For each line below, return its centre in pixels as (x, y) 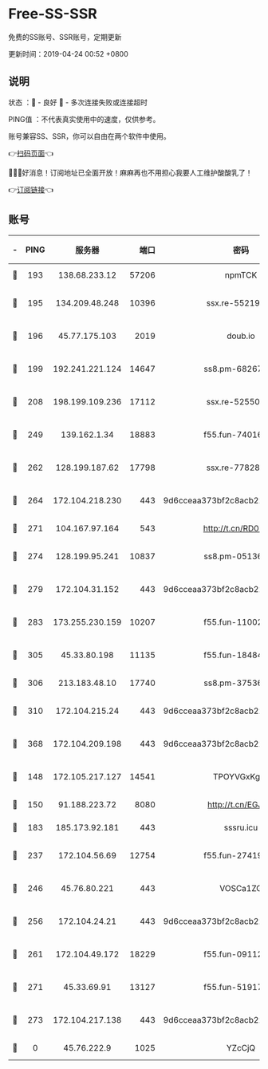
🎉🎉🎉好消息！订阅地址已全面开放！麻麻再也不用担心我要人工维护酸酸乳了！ (130, 172)
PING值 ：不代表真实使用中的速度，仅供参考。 (84, 119)
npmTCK (241, 274)
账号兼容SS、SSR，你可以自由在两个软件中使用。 (89, 136)
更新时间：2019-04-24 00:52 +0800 (69, 53)
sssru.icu (241, 827)
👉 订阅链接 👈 (31, 189)
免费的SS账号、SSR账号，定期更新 (65, 37)
